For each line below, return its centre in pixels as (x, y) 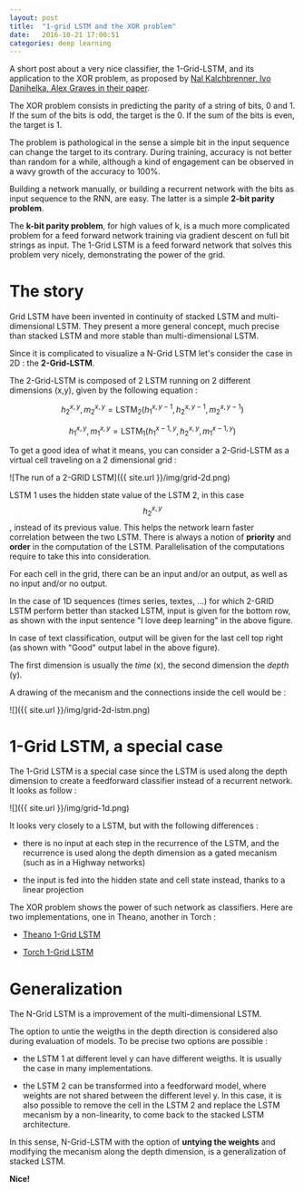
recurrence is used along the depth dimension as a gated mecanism (150, 853)
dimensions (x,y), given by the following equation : (103, 390)
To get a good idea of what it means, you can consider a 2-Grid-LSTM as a (150, 451)
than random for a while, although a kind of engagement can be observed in (152, 162)
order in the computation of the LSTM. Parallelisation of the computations (147, 546)
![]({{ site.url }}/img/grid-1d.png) (69, 808)
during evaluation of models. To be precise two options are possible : (138, 1041)
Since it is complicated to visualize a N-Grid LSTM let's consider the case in (151, 354)
